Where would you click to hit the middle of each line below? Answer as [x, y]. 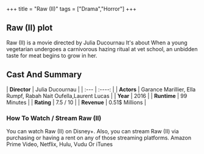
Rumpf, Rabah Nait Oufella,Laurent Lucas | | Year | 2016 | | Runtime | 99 [97, 96]
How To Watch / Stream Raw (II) [54, 118]
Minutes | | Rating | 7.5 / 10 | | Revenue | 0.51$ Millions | [76, 102]
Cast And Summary [44, 75]
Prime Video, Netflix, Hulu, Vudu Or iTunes [60, 144]
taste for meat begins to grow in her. [52, 55]
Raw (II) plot [30, 28]
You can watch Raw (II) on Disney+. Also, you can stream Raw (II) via [93, 131]
